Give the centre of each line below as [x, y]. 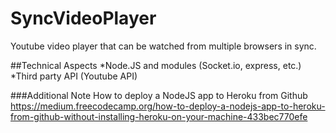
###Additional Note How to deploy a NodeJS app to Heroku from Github [159, 95]
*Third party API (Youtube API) [74, 76]
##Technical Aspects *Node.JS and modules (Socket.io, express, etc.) [156, 65]
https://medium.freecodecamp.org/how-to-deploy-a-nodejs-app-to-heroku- [168, 106]
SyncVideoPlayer [83, 18]
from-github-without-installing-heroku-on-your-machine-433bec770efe [159, 116]
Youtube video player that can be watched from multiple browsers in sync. [163, 46]
